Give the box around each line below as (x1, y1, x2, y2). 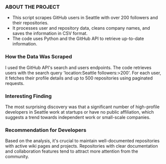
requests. (5, 80, 25, 86)
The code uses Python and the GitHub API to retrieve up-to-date (12, 36, 144, 41)
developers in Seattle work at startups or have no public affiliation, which (5, 109, 154, 115)
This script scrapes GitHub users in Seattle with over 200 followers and (12, 15, 158, 21)
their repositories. (12, 20, 49, 26)
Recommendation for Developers (5, 126, 87, 133)
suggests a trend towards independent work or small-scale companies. (5, 114, 151, 120)
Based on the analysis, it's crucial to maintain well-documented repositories (5, 138, 160, 144)
